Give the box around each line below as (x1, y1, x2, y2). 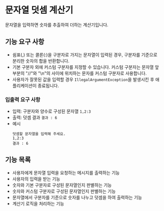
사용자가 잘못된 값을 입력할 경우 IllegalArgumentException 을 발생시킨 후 (12, 76, 155, 82)
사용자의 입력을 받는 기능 (12, 176, 60, 182)
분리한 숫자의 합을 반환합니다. (12, 58, 70, 64)
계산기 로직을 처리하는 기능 (12, 201, 64, 207)
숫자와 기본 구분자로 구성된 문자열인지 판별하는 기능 (12, 182, 112, 188)
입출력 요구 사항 (5, 96, 41, 103)
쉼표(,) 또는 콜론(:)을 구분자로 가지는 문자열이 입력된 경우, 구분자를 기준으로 (12, 51, 158, 57)
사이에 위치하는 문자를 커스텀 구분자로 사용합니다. (51, 70, 147, 76)
